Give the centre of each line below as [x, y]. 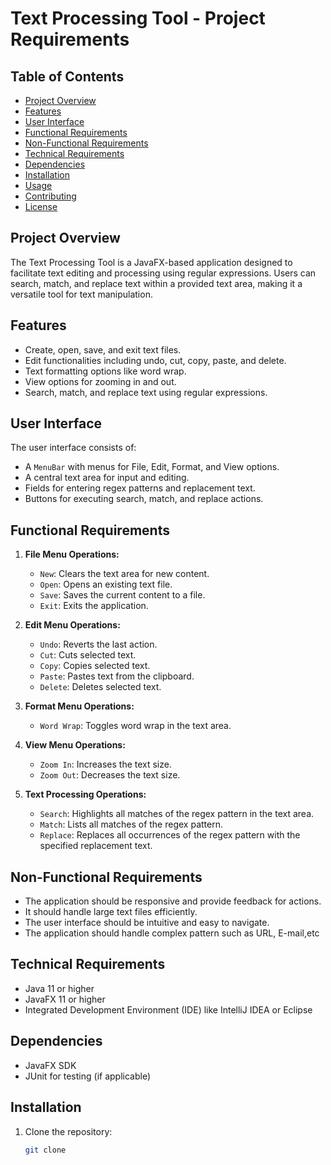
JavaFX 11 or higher [65, 999]
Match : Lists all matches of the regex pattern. [131, 824]
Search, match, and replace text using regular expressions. [146, 392]
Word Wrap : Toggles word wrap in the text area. [135, 726]
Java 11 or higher [59, 988]
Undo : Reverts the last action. [98, 644]
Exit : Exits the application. [94, 606]
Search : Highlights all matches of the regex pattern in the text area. [177, 814]
